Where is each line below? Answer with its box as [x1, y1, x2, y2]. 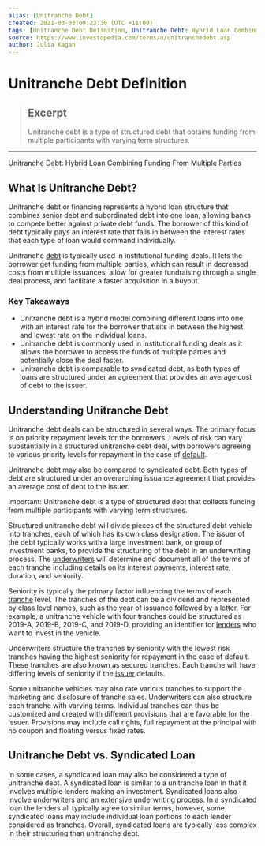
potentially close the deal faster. [19, 356, 124, 365]
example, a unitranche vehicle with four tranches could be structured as [8, 612, 242, 621]
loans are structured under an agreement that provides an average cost [19, 372, 252, 382]
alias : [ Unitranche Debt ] [8, 11, 93, 20]
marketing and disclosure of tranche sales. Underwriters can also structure [8, 692, 252, 702]
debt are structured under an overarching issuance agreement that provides [8, 474, 256, 483]
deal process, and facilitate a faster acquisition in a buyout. [8, 275, 200, 285]
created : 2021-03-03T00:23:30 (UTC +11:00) [8, 19, 154, 27]
